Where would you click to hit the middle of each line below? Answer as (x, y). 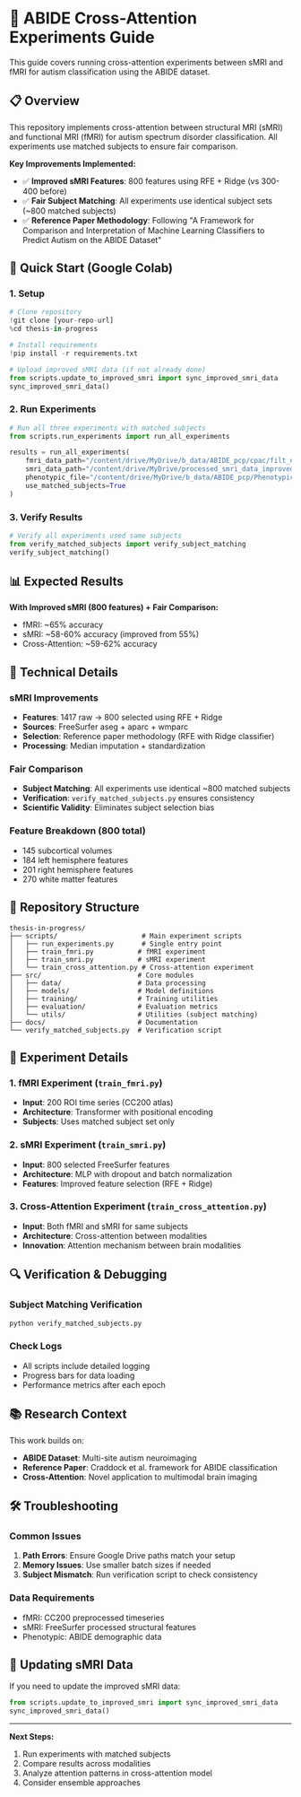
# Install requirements (54, 345)
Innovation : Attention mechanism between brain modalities (132, 1245)
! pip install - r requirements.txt (74, 353)
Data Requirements (52, 1598)
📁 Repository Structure (74, 907)
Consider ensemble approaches (81, 1783)
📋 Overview (45, 101)
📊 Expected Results (66, 582)
